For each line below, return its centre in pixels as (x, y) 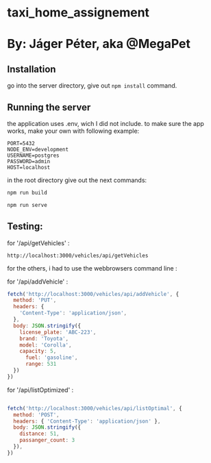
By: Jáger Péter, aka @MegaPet (99, 44)
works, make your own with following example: (73, 131)
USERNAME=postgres (33, 155)
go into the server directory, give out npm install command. (92, 86)
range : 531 (41, 364)
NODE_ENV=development (38, 149)
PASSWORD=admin (29, 162)
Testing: (25, 226)
